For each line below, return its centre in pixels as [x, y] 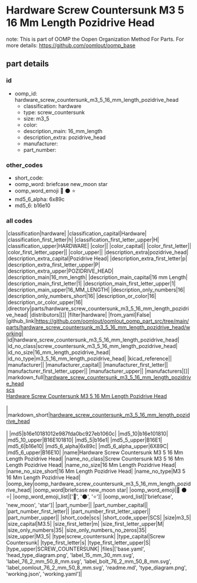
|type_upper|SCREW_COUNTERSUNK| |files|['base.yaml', [76, 549]
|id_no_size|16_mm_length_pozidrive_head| [58, 352]
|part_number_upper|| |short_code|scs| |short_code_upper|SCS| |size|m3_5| [98, 518]
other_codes [24, 165]
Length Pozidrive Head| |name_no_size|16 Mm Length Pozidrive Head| [91, 465]
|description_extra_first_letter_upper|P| [53, 265]
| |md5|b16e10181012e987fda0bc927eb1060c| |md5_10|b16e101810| [87, 434]
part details [28, 64]
